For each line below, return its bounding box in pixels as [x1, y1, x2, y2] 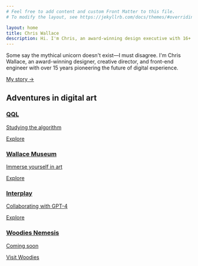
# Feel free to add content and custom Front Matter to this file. [6, 8, 176, 15]
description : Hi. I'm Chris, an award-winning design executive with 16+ [6, 36, 192, 42]
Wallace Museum [6, 149, 57, 158]
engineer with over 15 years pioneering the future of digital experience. [6, 64, 179, 71]
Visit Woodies [6, 254, 39, 261]
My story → [6, 76, 34, 83]
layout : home [6, 25, 38, 31]
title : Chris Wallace [6, 30, 60, 36]
